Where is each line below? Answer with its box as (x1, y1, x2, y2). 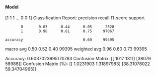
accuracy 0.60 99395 (5, 38, 114, 42)
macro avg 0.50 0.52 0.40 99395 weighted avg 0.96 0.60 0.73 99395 (5, 46, 148, 52)
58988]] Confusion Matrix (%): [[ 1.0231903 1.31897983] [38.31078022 (5, 61, 151, 67)
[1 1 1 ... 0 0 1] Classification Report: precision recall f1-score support (5, 15, 145, 21)
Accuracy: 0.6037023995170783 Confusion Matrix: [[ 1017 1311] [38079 (5, 56, 151, 62)
